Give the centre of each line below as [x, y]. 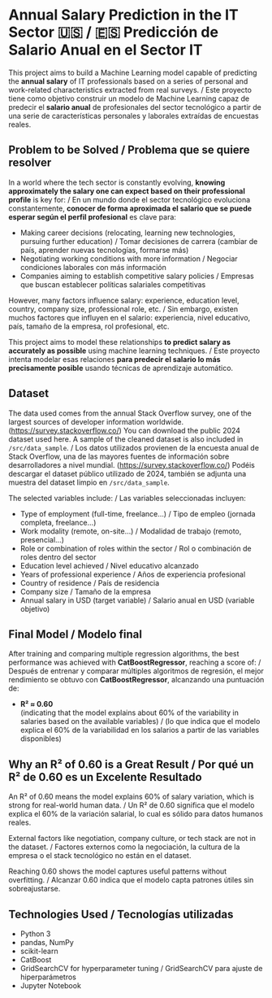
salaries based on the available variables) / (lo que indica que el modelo [140, 721]
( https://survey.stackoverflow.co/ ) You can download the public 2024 [125, 430]
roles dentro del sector [58, 557]
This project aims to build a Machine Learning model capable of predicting [133, 72]
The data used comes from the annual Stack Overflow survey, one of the [130, 413]
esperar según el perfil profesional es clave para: [93, 216]
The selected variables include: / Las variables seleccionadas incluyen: [127, 498]
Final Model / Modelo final [75, 634]
